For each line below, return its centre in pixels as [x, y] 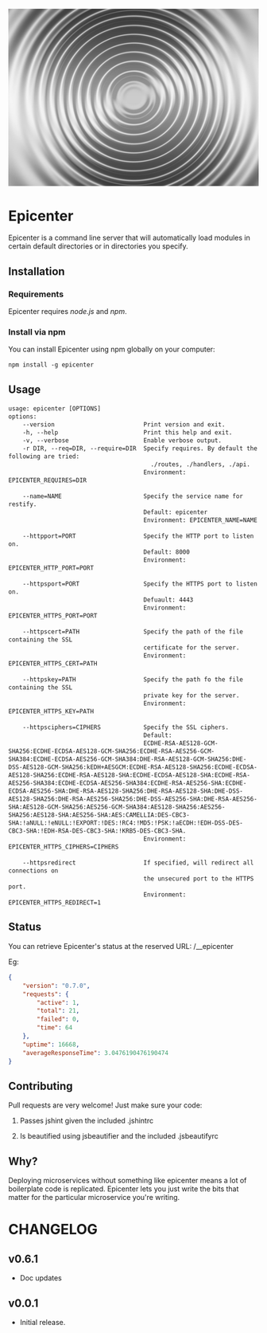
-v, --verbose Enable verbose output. [122, 441]
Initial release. [43, 1322]
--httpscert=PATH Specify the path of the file [133, 632]
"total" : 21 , [58, 1011]
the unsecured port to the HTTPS [199, 879]
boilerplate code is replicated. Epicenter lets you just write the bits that [124, 1189]
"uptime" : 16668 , [51, 1045]
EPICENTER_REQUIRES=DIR [48, 480]
